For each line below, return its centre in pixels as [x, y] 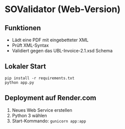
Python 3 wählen [29, 115]
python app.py [20, 82]
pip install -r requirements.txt [40, 78]
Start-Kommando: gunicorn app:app [49, 121]
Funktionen [23, 28]
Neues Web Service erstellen [42, 110]
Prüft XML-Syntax [30, 45]
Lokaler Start [25, 67]
